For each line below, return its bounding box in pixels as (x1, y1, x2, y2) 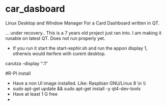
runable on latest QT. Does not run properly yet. (5, 35, 105, 41)
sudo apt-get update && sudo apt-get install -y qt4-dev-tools (12, 85, 141, 92)
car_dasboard (5, 3, 65, 15)
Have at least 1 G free (12, 91, 58, 97)
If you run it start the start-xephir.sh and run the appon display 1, (12, 45, 148, 51)
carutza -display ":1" (5, 60, 48, 66)
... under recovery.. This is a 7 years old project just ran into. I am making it (5, 30, 162, 36)
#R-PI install (5, 70, 31, 76)
